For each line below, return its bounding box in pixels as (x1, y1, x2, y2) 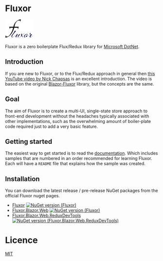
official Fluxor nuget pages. (5, 193, 60, 199)
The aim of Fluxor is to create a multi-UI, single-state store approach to (5, 108, 147, 114)
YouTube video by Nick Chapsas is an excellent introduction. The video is (5, 76, 152, 82)
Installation (5, 174, 40, 183)
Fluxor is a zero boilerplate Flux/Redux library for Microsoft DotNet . (5, 43, 140, 49)
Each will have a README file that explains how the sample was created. (5, 161, 146, 167)
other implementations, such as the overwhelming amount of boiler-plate (5, 118, 151, 124)
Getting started (5, 137, 53, 146)
